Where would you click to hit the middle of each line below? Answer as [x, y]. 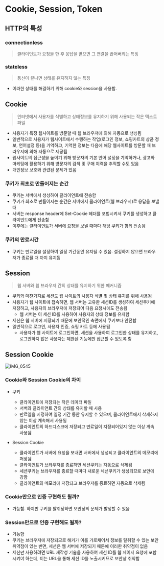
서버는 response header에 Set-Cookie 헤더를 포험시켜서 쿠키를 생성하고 [82, 213]
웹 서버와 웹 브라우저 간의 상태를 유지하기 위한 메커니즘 [69, 285]
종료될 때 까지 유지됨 [41, 258]
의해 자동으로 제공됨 [48, 151]
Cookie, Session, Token [54, 9]
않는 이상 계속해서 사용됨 [43, 420]
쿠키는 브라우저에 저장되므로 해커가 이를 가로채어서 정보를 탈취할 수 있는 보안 [85, 540]
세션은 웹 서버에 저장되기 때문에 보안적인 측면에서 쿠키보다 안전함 [74, 320]
